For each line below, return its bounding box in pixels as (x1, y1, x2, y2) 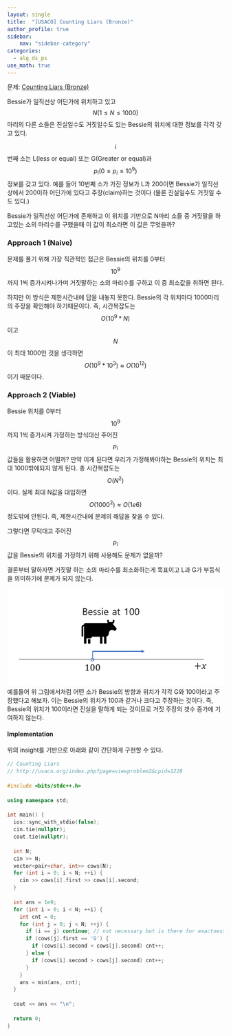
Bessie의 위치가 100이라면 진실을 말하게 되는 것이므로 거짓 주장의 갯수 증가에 (7, 705, 214, 713)
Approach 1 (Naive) (7, 238, 73, 248)
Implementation (7, 730, 54, 738)
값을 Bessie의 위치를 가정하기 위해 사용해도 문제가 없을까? (7, 551, 163, 559)
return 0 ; (13, 1015, 41, 1022)
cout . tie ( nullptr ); (13, 833, 69, 840)
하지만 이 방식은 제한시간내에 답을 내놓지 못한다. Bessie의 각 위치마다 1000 (7, 293, 208, 301)
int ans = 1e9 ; (13, 899, 57, 906)
